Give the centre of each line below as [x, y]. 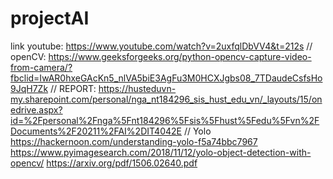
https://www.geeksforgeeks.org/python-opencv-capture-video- [180, 56]
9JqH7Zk [29, 88]
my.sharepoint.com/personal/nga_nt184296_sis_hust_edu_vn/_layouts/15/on [166, 99]
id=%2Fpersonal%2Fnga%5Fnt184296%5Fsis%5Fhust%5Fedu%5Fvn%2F [165, 120]
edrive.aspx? [36, 109]
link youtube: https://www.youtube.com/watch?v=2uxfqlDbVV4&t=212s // [161, 46]
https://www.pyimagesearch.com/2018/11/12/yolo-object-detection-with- [161, 152]
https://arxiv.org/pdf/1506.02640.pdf [122, 163]
